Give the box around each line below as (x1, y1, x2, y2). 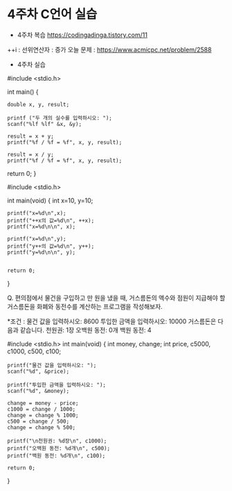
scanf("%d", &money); (7, 387, 70, 394)
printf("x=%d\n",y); (7, 235, 67, 242)
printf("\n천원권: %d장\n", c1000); (7, 437, 107, 444)
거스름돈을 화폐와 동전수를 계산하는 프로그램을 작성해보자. (7, 302, 163, 310)
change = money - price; (7, 399, 79, 407)
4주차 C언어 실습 (7, 6, 98, 22)
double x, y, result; (7, 101, 70, 108)
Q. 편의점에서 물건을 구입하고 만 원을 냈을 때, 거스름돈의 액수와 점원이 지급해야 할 (7, 293, 226, 302)
